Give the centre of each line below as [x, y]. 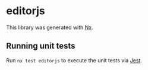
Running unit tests [41, 46]
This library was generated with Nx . [50, 27]
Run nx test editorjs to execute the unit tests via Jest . [74, 60]
